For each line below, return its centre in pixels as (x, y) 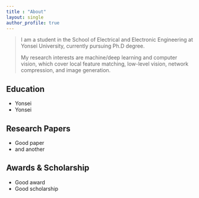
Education (26, 89)
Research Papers (38, 129)
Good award (30, 182)
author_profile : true (33, 23)
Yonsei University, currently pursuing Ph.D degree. (83, 46)
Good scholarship (36, 188)
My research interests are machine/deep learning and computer (99, 58)
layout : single (25, 17)
